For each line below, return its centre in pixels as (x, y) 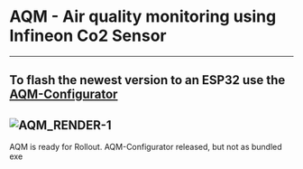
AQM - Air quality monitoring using (143, 17)
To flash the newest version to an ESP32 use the (147, 80)
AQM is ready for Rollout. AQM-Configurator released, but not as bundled (146, 147)
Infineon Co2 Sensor (88, 36)
